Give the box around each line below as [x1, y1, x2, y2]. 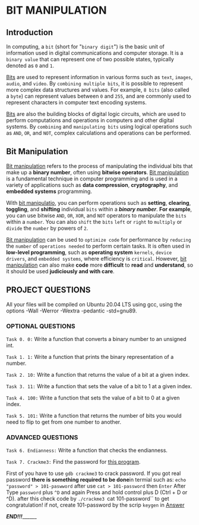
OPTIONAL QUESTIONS [6, 322, 75, 330]
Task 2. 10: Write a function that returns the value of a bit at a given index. [6, 371, 190, 378]
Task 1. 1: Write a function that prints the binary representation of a [6, 353, 174, 360]
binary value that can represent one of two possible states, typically [6, 56, 174, 62]
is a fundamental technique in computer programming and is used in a [6, 175, 178, 182]
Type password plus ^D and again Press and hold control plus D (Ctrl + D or [6, 489, 188, 496]
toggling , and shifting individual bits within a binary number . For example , [6, 205, 192, 212]
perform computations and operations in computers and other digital [6, 117, 174, 124]
